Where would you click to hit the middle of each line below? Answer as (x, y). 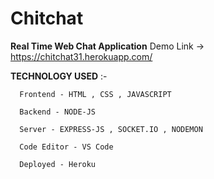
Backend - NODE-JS (58, 112)
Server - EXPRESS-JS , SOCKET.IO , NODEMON (111, 129)
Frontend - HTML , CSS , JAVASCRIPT (95, 94)
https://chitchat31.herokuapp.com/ (81, 56)
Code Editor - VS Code (66, 147)
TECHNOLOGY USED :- (59, 76)
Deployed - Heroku (58, 164)
